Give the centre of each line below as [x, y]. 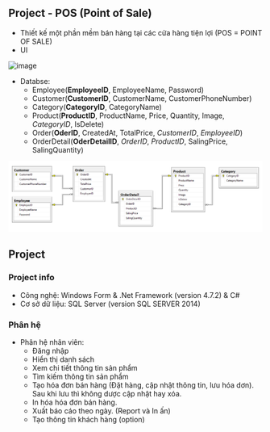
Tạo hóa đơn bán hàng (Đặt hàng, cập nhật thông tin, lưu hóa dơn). [143, 385]
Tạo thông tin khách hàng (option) [88, 420]
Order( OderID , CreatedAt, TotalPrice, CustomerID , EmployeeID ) [137, 132]
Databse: [35, 81]
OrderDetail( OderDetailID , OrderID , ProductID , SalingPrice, [130, 141]
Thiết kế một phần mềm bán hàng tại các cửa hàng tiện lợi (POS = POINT [141, 32]
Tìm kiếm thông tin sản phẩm [80, 377]
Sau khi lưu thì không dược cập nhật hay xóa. [107, 394]
